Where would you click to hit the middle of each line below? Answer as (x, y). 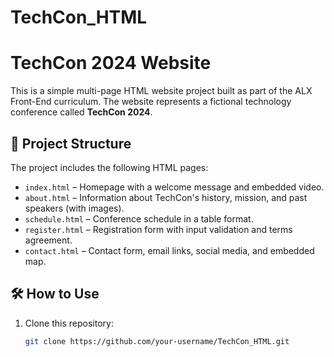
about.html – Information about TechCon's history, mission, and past (166, 197)
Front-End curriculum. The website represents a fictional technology (151, 102)
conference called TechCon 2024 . (81, 112)
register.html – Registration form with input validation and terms (158, 229)
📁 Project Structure (71, 143)
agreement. (48, 240)
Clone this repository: (69, 323)
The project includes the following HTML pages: (109, 167)
